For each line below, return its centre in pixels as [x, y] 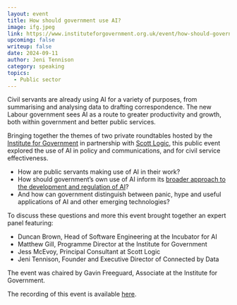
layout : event [28, 14]
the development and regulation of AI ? [73, 187]
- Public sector [37, 79]
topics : [19, 73]
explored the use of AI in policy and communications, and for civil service [114, 151]
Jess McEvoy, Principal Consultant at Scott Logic [89, 252]
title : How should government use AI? [64, 20]
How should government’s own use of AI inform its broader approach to [121, 179]
